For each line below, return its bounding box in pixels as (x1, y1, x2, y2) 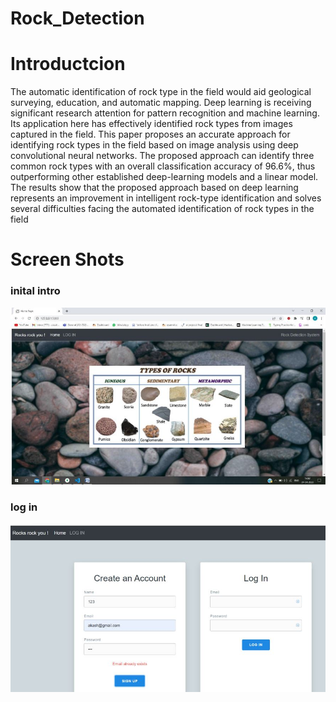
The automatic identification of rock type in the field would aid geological (10, 86, 312, 98)
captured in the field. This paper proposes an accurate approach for (10, 128, 291, 141)
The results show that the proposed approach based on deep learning (10, 182, 299, 194)
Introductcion (10, 53, 126, 76)
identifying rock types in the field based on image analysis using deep (10, 139, 299, 151)
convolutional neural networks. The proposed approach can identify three (10, 150, 315, 162)
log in (10, 500, 38, 514)
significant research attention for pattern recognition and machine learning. (10, 107, 320, 119)
